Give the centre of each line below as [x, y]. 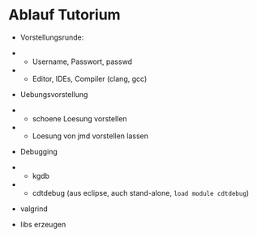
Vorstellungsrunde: [52, 37]
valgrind [34, 209]
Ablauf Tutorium [64, 15]
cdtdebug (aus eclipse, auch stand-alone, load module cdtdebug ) [141, 193]
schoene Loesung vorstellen [79, 118]
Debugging [39, 151]
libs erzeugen [43, 224]
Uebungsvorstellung [54, 94]
